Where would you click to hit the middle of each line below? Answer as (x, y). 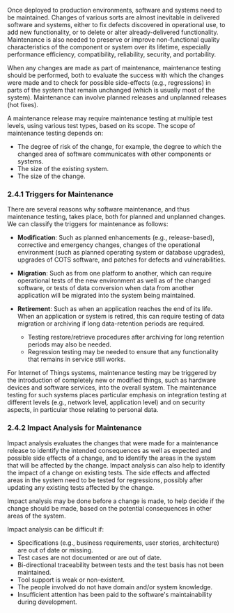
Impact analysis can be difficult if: (56, 529)
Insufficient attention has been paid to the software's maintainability (115, 594)
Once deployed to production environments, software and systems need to (115, 10)
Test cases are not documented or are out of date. (89, 557)
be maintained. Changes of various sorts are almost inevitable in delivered (114, 17)
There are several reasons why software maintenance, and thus (99, 209)
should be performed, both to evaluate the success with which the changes (116, 75)
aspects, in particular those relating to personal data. (83, 410)
